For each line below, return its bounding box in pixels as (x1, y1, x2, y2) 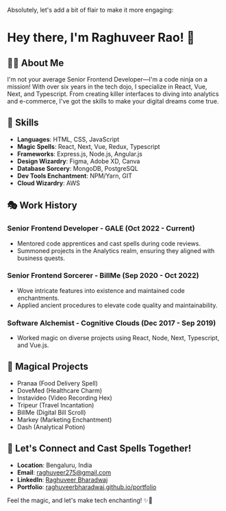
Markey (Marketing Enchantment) (16, 415, 112, 424)
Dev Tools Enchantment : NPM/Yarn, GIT (16, 171, 132, 180)
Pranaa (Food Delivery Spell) (16, 379, 98, 387)
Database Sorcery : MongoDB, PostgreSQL (16, 164, 138, 172)
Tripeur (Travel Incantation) (16, 401, 95, 409)
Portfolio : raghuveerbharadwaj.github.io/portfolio (16, 483, 157, 491)
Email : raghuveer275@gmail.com (16, 468, 112, 476)
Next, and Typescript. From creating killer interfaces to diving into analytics (7, 90, 219, 98)
